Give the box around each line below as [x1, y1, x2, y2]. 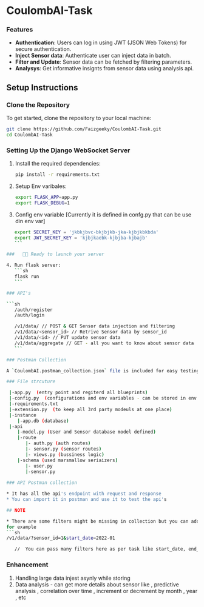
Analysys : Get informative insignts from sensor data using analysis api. [15, 65, 194, 72]
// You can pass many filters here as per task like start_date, [14, 546, 186, 552]
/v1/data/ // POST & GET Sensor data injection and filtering [14, 323, 175, 329]
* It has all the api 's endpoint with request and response [6, 491, 162, 497]
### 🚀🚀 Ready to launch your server [6, 251, 104, 258]
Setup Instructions [6, 82, 78, 93]
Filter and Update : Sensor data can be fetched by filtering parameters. [15, 58, 192, 65]
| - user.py [25, 463, 53, 469]
